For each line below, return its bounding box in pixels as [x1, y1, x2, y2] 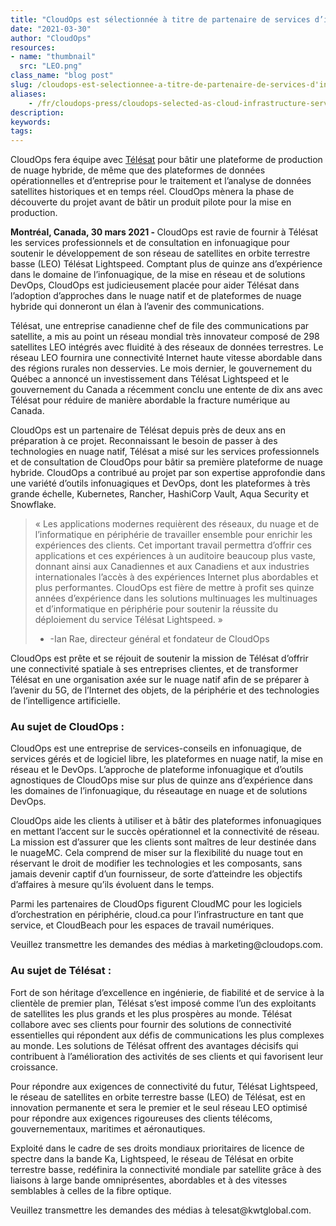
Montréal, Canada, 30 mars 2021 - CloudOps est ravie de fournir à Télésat [10, 226, 319, 238]
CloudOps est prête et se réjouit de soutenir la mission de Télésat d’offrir [10, 652, 309, 665]
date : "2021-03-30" [10, 24, 92, 34]
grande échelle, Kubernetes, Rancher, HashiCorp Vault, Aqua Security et [10, 488, 309, 500]
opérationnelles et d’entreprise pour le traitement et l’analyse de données [10, 175, 312, 187]
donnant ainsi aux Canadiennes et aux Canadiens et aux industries [34, 561, 310, 573]
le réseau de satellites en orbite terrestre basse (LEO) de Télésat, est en [10, 1091, 306, 1103]
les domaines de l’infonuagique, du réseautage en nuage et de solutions [10, 785, 308, 797]
